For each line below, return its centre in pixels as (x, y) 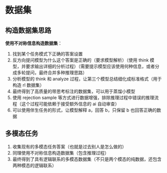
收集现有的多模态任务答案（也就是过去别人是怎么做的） (69, 146)
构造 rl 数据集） (28, 85)
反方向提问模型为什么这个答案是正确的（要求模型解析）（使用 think (80, 60)
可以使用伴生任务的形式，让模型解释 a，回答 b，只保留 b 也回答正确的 (84, 110)
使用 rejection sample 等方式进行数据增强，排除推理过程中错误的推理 (83, 97)
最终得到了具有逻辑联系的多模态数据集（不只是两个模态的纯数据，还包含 (87, 159)
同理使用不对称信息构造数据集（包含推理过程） (60, 152)
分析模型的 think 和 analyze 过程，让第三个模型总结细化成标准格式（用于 (87, 79)
